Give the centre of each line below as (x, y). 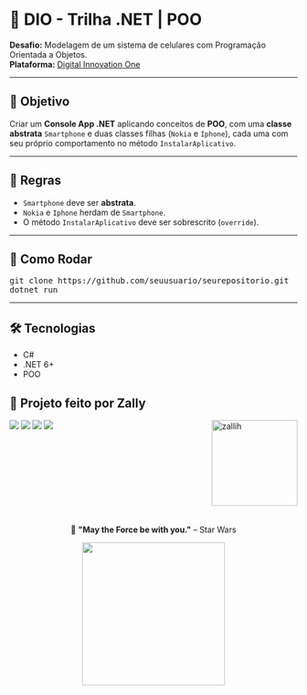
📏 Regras (36, 181)
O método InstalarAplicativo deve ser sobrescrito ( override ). (141, 222)
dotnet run (34, 290)
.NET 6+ (38, 365)
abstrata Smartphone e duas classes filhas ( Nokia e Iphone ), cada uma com (149, 134)
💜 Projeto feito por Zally (78, 403)
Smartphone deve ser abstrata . (79, 202)
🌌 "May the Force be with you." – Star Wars (153, 529)
